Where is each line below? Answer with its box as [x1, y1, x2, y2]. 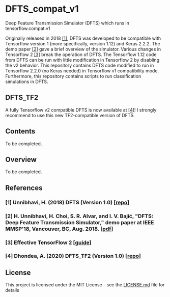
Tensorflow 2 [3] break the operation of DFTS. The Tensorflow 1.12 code [5, 51, 157, 58]
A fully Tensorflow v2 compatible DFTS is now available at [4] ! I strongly [5, 106, 157, 113]
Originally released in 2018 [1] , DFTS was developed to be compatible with [5, 35, 161, 41]
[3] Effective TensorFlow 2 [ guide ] [5, 239, 92, 246]
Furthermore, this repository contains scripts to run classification [5, 73, 141, 79]
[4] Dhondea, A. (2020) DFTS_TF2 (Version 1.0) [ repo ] [5, 253, 141, 260]
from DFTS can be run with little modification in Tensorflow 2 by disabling [5, 57, 159, 63]
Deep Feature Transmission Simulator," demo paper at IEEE [5, 219, 154, 226]
